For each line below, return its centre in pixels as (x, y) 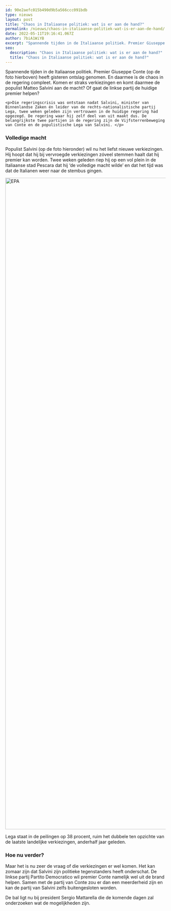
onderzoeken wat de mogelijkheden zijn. (48, 903)
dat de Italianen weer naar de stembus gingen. (54, 171)
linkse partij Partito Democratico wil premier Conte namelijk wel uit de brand (85, 877)
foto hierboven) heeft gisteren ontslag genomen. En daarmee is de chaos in (84, 77)
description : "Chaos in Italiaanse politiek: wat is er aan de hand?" (86, 52)
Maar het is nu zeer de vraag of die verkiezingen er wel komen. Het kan (80, 866)
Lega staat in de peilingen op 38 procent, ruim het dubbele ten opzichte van (85, 836)
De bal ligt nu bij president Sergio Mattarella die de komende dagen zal (79, 897)
